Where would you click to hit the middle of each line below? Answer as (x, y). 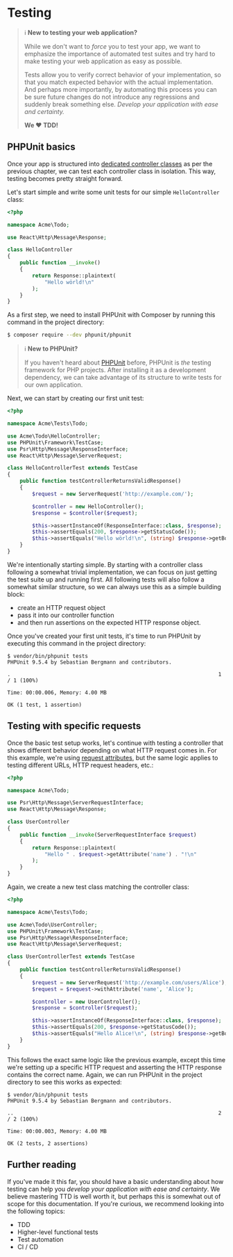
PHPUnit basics (41, 147)
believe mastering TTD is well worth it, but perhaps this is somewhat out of (114, 1196)
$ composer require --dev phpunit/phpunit (69, 335)
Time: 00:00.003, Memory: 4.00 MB (57, 1131)
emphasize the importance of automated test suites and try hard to (120, 54)
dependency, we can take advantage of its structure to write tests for (123, 378)
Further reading (42, 1165)
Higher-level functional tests (58, 1232)
